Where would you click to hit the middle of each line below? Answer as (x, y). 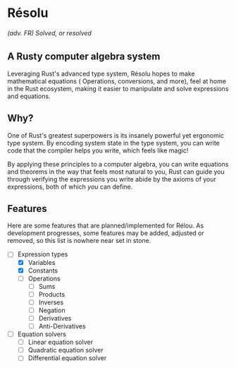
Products (52, 294)
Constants (43, 271)
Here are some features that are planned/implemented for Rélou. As (106, 226)
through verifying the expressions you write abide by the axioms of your (112, 179)
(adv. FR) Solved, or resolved (49, 32)
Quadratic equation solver (66, 350)
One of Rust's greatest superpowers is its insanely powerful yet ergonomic (116, 135)
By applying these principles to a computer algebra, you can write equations (118, 164)
